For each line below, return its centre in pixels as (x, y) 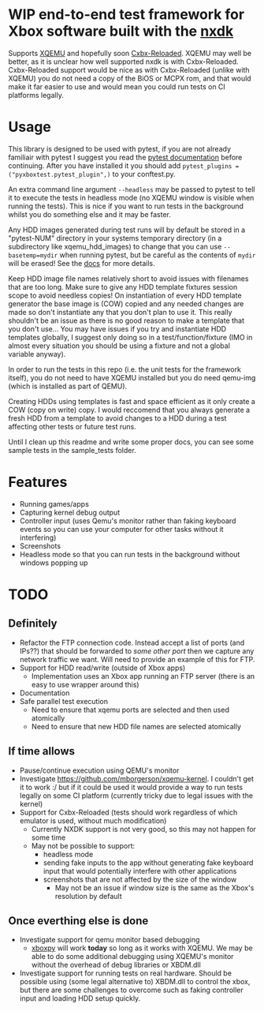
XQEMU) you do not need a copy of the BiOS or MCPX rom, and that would (130, 78)
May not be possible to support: (83, 845)
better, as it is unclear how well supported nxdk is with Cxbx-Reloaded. (123, 62)
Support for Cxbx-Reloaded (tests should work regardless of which (128, 812)
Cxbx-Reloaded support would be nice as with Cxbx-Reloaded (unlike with (129, 69)
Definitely (33, 624)
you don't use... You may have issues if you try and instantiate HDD (117, 328)
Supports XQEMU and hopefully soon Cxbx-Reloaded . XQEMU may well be (130, 53)
